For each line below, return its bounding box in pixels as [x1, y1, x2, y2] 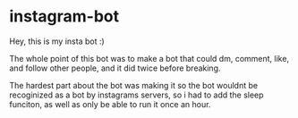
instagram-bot [9, 6, 120, 27]
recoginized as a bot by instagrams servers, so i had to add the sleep [9, 89, 264, 100]
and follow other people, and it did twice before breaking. [9, 63, 221, 73]
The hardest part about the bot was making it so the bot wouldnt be [9, 80, 258, 90]
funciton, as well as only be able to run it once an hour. [9, 98, 211, 109]
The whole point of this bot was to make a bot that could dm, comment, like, [9, 53, 289, 63]
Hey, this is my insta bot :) [9, 36, 105, 46]
